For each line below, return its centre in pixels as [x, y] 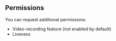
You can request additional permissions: [46, 19]
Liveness [21, 34]
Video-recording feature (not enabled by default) [62, 29]
